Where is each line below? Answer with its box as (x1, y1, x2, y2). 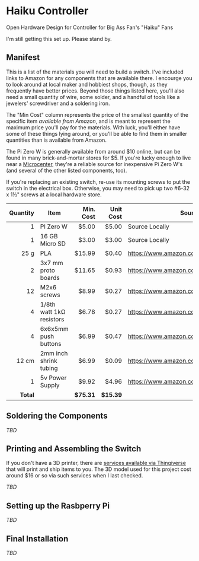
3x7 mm (40, 259, 63, 267)
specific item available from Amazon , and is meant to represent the (6, 117, 171, 125)
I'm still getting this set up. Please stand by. (6, 35, 113, 42)
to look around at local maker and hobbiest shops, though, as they (6, 81, 168, 88)
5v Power (40, 374, 67, 382)
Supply (40, 381, 60, 389)
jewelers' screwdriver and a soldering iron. (6, 100, 110, 107)
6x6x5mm (40, 324, 69, 333)
